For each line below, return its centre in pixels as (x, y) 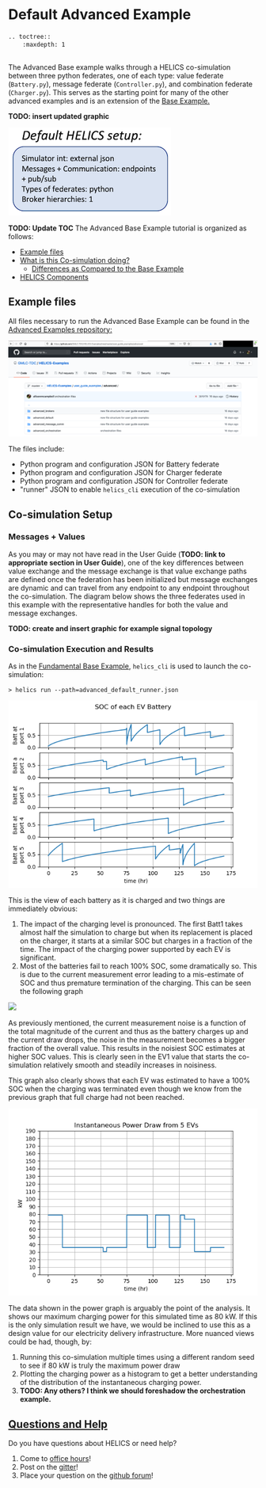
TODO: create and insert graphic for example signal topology (110, 628)
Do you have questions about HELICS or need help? (93, 1443)
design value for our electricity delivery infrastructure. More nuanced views (131, 1334)
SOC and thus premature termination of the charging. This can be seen (135, 983)
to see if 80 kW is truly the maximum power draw (100, 1366)
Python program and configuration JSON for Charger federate (121, 473)
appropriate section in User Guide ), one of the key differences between (126, 562)
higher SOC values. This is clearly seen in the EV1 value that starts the (122, 1057)
